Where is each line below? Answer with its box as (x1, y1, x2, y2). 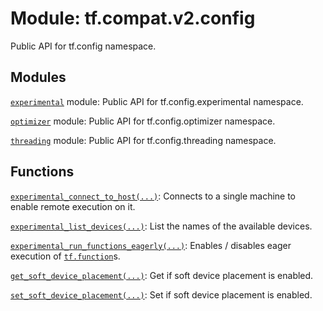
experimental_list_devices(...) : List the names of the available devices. (10, 220, 313, 232)
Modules (10, 69, 67, 86)
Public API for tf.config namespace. (10, 40, 157, 52)
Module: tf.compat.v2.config (10, 7, 256, 30)
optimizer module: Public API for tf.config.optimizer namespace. (10, 115, 276, 127)
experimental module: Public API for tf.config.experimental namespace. (10, 95, 304, 107)
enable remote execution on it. (10, 200, 136, 212)
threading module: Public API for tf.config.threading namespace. (10, 134, 277, 146)
